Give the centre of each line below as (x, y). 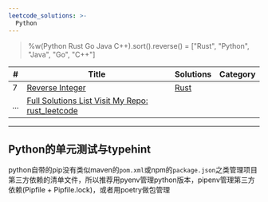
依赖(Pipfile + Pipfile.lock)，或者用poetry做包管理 (89, 190)
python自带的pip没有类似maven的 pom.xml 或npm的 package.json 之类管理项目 (133, 170)
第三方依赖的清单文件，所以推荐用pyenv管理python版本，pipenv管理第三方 (132, 180)
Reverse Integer (56, 87)
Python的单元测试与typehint (80, 149)
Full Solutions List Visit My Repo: (87, 101)
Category (237, 74)
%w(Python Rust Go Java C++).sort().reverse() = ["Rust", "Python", (138, 46)
